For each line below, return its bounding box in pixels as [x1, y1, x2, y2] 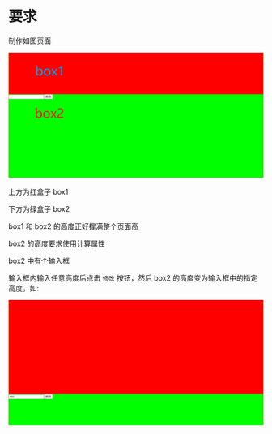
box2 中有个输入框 [8, 256, 70, 266]
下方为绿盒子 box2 [8, 204, 70, 214]
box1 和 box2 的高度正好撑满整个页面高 [8, 221, 139, 231]
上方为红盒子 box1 [8, 187, 69, 197]
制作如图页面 [8, 36, 51, 45]
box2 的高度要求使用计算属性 [8, 238, 105, 248]
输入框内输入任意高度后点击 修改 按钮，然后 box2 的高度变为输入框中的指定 [8, 273, 258, 283]
